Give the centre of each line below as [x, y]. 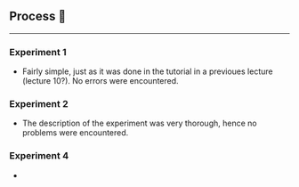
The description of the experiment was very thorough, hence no [139, 123]
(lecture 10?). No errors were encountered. [101, 81]
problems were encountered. [75, 133]
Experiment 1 [38, 52]
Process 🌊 [38, 16]
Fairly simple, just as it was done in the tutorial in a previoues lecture [147, 71]
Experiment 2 [39, 104]
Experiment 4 [39, 156]
